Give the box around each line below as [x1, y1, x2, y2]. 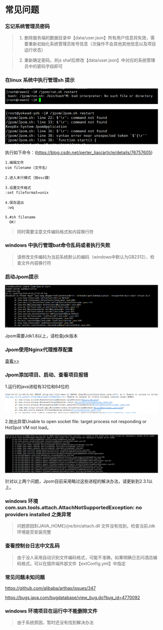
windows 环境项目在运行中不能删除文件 [5, 608, 98, 614]
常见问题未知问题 [5, 574, 45, 580]
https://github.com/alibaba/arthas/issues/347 [5, 585, 96, 591]
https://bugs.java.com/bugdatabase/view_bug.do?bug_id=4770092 [5, 595, 140, 600]
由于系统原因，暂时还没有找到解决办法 [16, 620, 94, 626]
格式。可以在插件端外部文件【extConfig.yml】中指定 [21, 561, 126, 566]
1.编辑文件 [5, 160, 24, 165]
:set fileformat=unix [5, 190, 49, 195]
